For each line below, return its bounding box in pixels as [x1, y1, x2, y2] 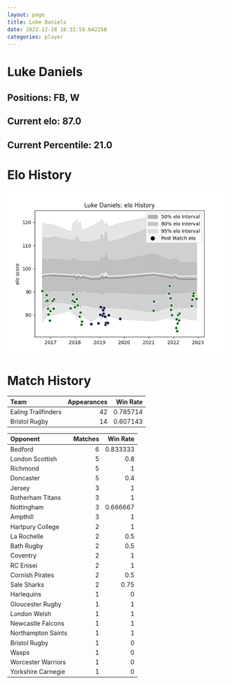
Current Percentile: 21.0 [7, 139, 113, 151]
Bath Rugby [10, 542, 44, 550]
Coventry [10, 551, 37, 560]
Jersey [10, 484, 30, 492]
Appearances [67, 397, 108, 406]
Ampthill [10, 512, 34, 521]
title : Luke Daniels [7, 18, 67, 26]
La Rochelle [10, 532, 44, 540]
